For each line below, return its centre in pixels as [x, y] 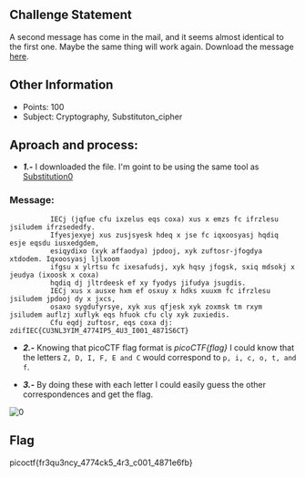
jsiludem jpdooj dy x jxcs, [63, 299]
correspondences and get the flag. [87, 394]
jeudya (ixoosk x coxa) [55, 275]
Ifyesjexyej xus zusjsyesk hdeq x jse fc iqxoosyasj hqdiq [164, 235]
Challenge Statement [71, 15]
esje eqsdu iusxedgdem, [55, 243]
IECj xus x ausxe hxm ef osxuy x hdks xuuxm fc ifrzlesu [160, 290]
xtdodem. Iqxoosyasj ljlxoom [65, 259]
